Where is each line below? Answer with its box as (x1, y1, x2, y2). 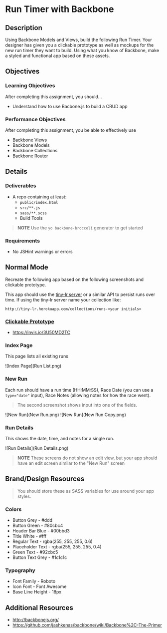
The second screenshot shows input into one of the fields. (17, 402, 137, 408)
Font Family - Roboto (12, 578, 56, 584)
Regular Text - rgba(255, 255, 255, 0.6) (12, 538, 93, 544)
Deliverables (5, 182, 36, 189)
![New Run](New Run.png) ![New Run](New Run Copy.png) (5, 412, 126, 418)
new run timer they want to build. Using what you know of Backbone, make (5, 48, 160, 53)
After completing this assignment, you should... (5, 94, 102, 100)
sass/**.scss (19, 210, 47, 216)
